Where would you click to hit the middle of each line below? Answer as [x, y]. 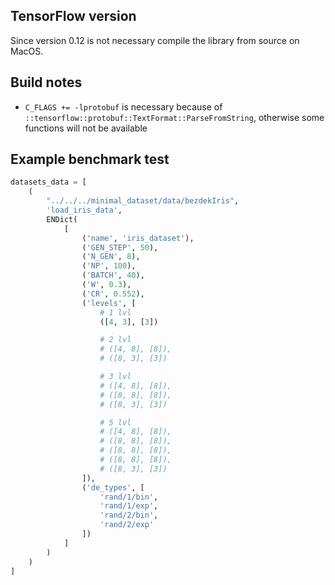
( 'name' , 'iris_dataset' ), [138, 238]
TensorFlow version [73, 16]
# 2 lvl [115, 340]
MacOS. [27, 51]
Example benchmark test [90, 159]
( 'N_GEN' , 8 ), [111, 257]
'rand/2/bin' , [129, 515]
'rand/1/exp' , [129, 506]
